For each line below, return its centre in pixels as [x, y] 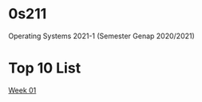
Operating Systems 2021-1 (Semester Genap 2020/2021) [102, 36]
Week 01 [22, 90]
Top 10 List [45, 68]
